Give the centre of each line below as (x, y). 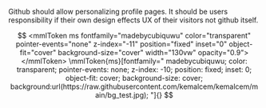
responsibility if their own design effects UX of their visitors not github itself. (133, 20)
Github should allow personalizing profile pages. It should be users (118, 12)
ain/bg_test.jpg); (122, 95)
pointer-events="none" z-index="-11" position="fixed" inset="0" (121, 44)
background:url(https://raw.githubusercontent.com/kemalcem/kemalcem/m (134, 86)
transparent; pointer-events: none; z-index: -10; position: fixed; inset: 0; (134, 70)
